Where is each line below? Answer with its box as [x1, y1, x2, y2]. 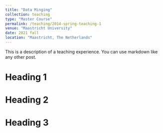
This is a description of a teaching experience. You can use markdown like [5, 48, 158, 55]
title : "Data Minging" [5, 7, 52, 12]
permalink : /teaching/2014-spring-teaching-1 [5, 21, 101, 26]
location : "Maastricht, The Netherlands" [5, 35, 93, 40]
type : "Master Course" [5, 16, 52, 21]
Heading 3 [5, 117, 49, 129]
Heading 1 [5, 72, 47, 83]
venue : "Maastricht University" [5, 26, 72, 31]
